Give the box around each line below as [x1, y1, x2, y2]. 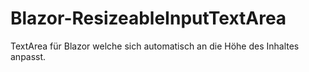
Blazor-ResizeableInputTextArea [10, 7, 287, 30]
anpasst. [10, 50, 47, 62]
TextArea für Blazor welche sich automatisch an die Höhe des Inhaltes [10, 40, 300, 52]
